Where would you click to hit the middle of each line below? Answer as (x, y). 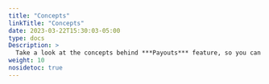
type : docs (27, 38)
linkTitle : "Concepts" (46, 23)
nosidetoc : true (35, 68)
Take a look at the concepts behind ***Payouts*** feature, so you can (139, 53)
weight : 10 (27, 61)
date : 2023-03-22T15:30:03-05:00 (64, 30)
